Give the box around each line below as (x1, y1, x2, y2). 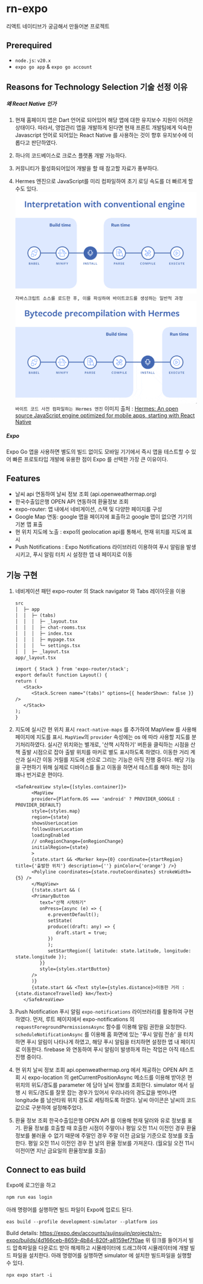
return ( (14, 678, 37, 684)
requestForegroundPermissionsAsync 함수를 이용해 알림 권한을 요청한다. (14, 1023, 187, 1030)
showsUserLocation (31, 820, 78, 826)
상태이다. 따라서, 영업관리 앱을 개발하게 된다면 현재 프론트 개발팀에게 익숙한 (14, 124, 193, 131)
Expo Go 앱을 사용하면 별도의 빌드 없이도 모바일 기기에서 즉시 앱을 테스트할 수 (6, 448, 190, 455)
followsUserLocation (31, 826, 83, 832)
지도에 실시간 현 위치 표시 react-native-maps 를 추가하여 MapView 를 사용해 (14, 725, 197, 733)
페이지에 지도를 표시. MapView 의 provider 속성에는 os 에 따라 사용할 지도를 (14, 733, 190, 741)
